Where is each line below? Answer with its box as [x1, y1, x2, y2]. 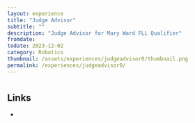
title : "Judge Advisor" [7, 17, 77, 24]
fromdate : [7, 36, 36, 43]
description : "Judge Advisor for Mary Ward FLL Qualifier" [7, 29, 182, 37]
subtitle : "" [7, 23, 45, 30]
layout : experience [7, 10, 64, 17]
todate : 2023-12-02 [7, 42, 64, 49]
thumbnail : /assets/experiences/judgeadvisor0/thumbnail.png [7, 56, 189, 63]
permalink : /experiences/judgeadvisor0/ [7, 62, 127, 69]
